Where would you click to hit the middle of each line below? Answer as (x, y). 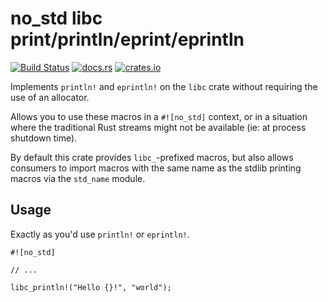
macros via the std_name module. (78, 178)
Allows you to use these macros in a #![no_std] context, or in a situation (159, 116)
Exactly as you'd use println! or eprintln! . (100, 234)
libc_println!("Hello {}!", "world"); (91, 287)
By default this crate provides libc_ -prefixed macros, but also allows (152, 157)
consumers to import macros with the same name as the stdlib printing (156, 168)
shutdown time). (44, 138)
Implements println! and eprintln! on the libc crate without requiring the (164, 86)
